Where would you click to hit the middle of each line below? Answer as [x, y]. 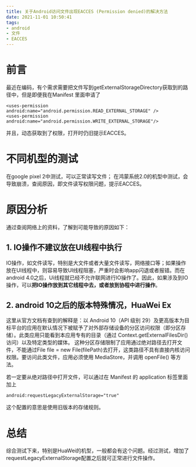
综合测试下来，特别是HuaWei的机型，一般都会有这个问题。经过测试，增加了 [98, 451]
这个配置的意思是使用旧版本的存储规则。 [55, 408]
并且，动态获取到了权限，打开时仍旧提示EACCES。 [68, 133]
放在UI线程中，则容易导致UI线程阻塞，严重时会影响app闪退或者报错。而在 [96, 270]
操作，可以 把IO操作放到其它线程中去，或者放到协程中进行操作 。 [83, 285]
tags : [13, 22]
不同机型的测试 [42, 159]
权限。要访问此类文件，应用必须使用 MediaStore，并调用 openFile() [88, 357]
